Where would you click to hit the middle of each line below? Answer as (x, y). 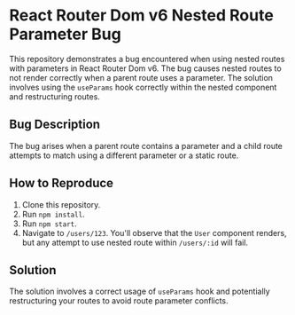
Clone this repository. (61, 204)
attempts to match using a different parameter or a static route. (124, 155)
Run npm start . (49, 224)
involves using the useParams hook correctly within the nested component (143, 87)
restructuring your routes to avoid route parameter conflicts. (119, 301)
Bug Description (54, 125)
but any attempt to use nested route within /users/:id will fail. (135, 242)
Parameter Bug (65, 34)
